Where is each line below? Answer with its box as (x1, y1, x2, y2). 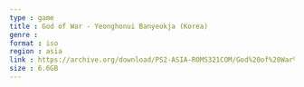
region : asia (9, 47, 63, 56)
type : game (9, 13, 54, 23)
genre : (9, 30, 39, 39)
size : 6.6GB (9, 64, 59, 73)
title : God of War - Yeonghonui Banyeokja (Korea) (9, 22, 208, 31)
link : (9, 55, 34, 64)
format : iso (9, 38, 59, 48)
